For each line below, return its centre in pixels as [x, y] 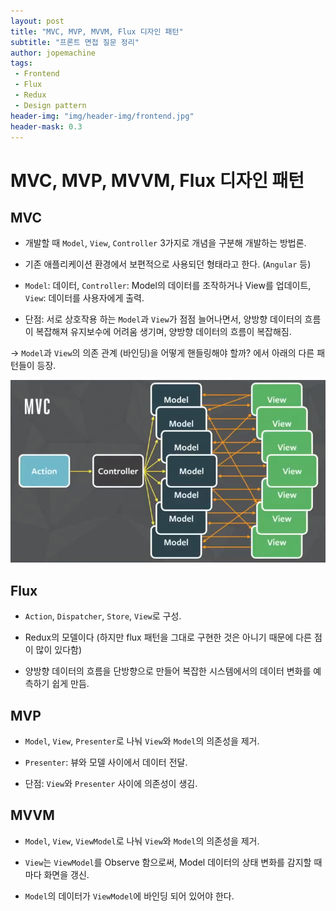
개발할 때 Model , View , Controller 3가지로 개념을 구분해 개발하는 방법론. [165, 243]
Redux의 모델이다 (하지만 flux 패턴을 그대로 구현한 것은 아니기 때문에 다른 [168, 637]
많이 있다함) [59, 650]
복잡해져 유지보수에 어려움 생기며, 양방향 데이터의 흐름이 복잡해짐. [163, 332]
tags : [21, 63]
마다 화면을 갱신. [57, 874]
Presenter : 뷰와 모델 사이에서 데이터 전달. [106, 762]
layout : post [37, 21]
